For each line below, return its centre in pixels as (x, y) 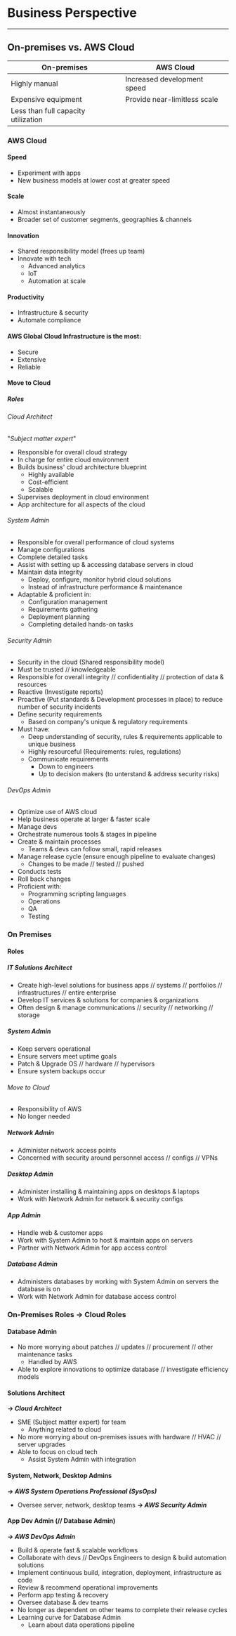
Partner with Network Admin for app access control (92, 1248)
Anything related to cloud (65, 1429)
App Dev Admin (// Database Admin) (61, 1521)
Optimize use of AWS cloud (57, 812)
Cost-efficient (48, 482)
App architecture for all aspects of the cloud (81, 504)
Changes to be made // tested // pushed (86, 864)
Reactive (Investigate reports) (60, 692)
